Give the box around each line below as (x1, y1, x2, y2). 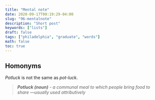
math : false (5, 39, 30, 44)
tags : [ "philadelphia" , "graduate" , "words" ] (5, 35, 100, 40)
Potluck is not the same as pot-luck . (5, 75, 78, 81)
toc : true (5, 44, 26, 49)
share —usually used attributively (17, 89, 86, 96)
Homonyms (5, 62, 41, 70)
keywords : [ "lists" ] (5, 25, 48, 30)
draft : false (5, 30, 32, 35)
